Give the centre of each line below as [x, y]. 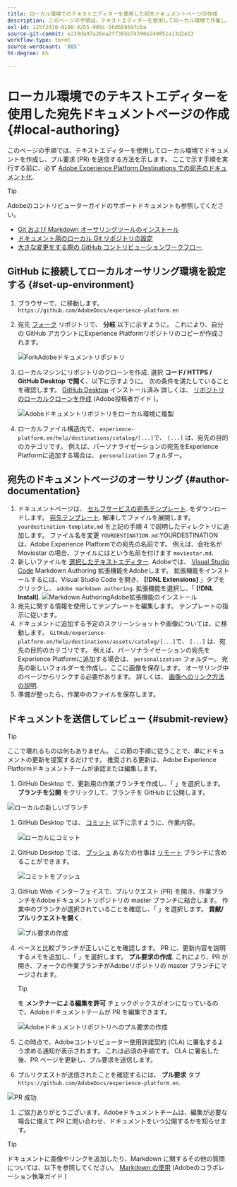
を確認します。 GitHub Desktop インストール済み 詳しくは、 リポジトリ [121, 390]
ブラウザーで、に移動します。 [60, 303]
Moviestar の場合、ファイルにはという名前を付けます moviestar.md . [115, 553]
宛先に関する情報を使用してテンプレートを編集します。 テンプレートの [120, 606]
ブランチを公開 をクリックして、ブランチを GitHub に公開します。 [113, 793]
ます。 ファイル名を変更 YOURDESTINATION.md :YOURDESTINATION [124, 535]
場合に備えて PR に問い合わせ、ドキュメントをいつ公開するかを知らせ [119, 1121]
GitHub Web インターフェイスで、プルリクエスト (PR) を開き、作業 [114, 891]
